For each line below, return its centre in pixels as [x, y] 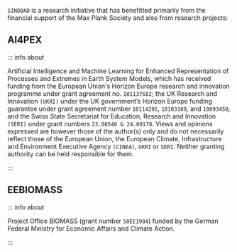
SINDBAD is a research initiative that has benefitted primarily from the [106, 10]
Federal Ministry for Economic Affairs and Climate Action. [91, 228]
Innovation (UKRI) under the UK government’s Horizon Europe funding [110, 101]
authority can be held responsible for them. [71, 154]
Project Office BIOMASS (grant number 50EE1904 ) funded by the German [113, 221]
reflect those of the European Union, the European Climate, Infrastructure [115, 138]
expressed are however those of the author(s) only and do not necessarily [116, 131]
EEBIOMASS [35, 190]
